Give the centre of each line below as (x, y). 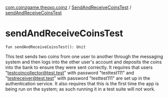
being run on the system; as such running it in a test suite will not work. (80, 89)
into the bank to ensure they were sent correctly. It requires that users (79, 67)
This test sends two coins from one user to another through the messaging (84, 56)
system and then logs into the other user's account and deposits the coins (84, 62)
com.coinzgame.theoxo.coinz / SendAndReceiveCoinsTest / (68, 7)
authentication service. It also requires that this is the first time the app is (82, 83)
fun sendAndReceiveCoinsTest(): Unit (46, 47)
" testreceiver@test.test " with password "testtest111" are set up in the (78, 78)
